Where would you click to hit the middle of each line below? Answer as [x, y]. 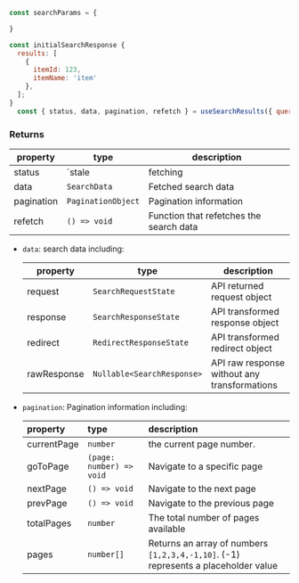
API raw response [248, 363]
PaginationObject [103, 201]
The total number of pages [204, 517]
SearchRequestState [134, 291]
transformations [244, 385]
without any [235, 374]
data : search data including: [73, 249]
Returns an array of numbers [208, 543]
